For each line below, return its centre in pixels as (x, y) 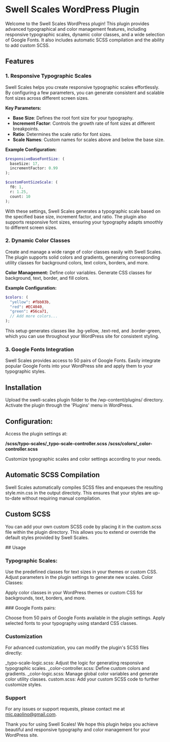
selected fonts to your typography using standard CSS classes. (72, 623)
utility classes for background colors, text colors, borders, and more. (77, 262)
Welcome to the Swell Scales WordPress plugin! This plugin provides (77, 24)
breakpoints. (26, 128)
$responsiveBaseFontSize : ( (35, 159)
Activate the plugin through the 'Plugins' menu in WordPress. (69, 406)
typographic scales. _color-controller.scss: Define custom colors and (78, 668)
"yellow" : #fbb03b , (31, 302)
